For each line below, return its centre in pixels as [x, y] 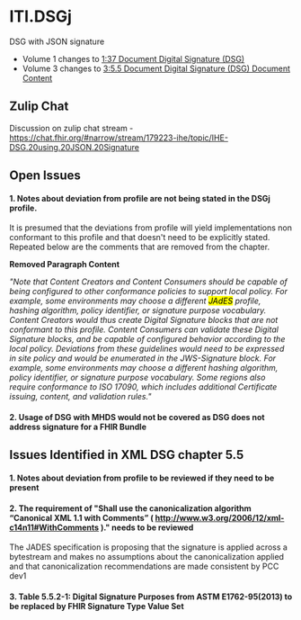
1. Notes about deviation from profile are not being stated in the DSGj [140, 198]
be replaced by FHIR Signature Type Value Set [97, 606]
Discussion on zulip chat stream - [71, 128]
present [24, 487]
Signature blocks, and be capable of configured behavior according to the [147, 339]
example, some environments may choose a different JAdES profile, [135, 301]
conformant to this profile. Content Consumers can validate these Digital [144, 329]
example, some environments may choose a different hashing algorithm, [144, 368]
